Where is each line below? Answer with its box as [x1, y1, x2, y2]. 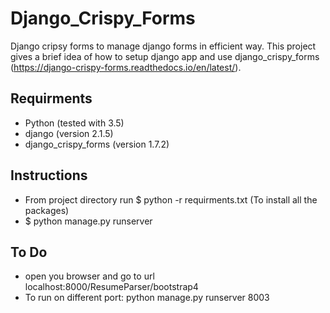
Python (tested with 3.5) [24, 117, 125, 129]
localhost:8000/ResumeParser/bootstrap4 [24, 281, 199, 293]
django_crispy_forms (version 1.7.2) [24, 138, 170, 150]
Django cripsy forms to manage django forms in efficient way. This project [10, 40, 317, 52]
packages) [24, 204, 70, 216]
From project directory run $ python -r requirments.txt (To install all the [24, 193, 318, 206]
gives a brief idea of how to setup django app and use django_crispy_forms [10, 50, 320, 62]
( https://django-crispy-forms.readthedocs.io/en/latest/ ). [10, 61, 242, 73]
